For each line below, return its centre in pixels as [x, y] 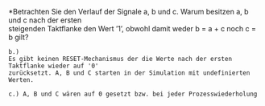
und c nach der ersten [45, 20]
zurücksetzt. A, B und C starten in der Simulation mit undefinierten [129, 73]
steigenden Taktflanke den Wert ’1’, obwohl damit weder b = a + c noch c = [132, 29]
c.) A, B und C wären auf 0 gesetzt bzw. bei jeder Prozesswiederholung [133, 94]
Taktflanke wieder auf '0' [54, 66]
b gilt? [19, 37]
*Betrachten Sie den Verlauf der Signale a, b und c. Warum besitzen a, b [128, 12]
